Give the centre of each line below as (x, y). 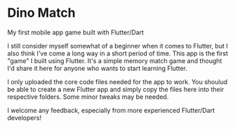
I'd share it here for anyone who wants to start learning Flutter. (98, 68)
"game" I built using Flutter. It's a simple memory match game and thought (115, 60)
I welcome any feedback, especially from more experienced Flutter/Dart (111, 110)
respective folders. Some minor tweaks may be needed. (88, 97)
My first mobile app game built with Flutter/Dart (76, 32)
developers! (25, 118)
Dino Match (41, 13)
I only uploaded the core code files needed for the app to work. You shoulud (117, 81)
